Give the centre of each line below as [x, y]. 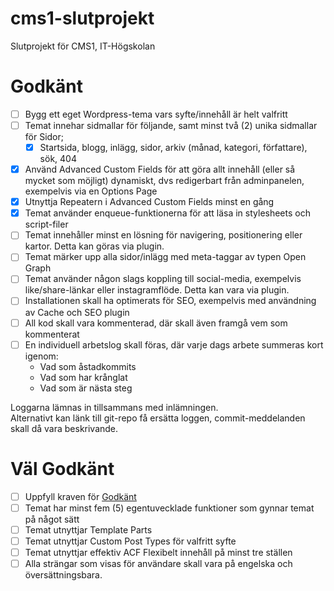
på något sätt [52, 519]
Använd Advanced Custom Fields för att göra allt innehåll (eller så [160, 169]
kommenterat [52, 334]
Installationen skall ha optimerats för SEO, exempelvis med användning [170, 301]
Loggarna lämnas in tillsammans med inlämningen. [114, 407]
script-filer [46, 224]
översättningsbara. [63, 574]
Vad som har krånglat [83, 377]
